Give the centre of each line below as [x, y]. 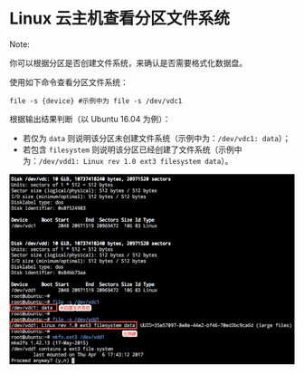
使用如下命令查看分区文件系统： [69, 82]
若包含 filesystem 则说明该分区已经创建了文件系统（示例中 [132, 149]
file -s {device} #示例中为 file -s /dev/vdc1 [96, 101]
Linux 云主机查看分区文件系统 [120, 19]
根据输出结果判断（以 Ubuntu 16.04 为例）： [90, 119]
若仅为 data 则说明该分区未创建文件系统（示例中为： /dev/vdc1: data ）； [157, 138]
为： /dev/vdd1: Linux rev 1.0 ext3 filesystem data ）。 [128, 160]
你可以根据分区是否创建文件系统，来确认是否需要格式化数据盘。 [128, 62]
